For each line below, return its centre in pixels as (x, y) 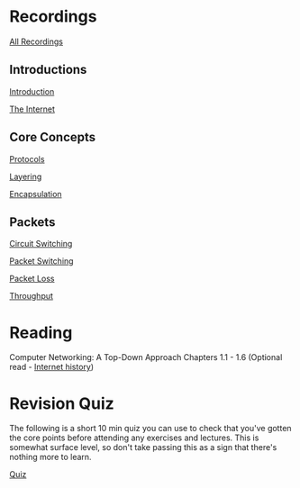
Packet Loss (32, 279)
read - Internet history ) (52, 367)
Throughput (32, 296)
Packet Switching (41, 261)
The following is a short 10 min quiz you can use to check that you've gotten (150, 429)
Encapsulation (36, 194)
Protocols (27, 158)
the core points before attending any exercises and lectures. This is (134, 438)
